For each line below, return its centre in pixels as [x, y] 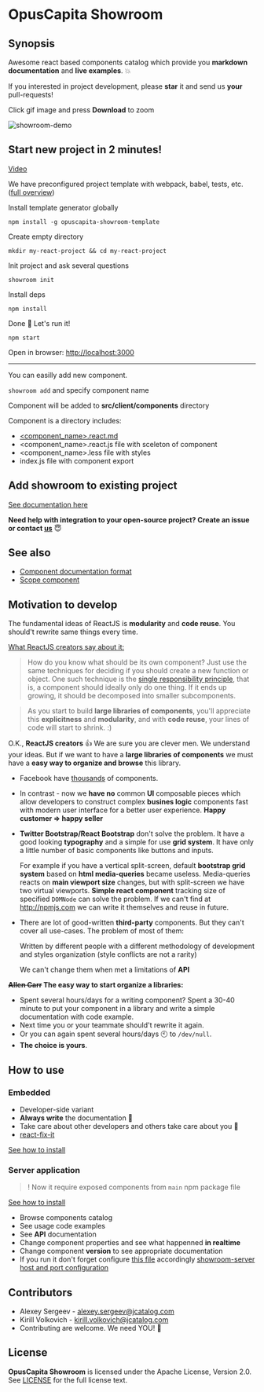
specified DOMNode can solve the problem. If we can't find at [115, 899]
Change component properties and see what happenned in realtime [130, 1243]
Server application [44, 1170]
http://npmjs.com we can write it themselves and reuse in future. [124, 907]
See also [29, 553]
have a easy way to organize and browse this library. [95, 763]
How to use [36, 1070]
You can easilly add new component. [68, 375]
